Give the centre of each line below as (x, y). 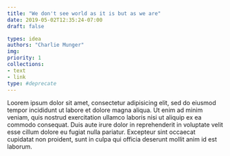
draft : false (26, 26)
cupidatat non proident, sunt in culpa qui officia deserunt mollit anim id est (112, 140)
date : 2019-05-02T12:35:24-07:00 (55, 20)
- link (16, 77)
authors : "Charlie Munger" (46, 45)
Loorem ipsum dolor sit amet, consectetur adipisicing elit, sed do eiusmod (112, 103)
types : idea (24, 38)
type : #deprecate (32, 83)
